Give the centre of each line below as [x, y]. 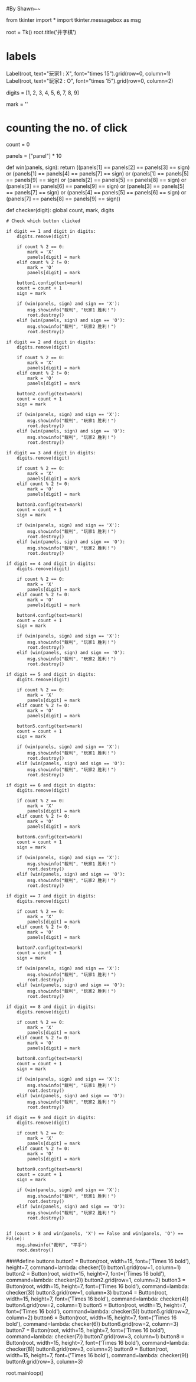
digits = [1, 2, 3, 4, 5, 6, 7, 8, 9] [43, 92]
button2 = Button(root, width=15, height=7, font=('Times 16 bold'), [86, 1273]
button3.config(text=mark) [50, 505]
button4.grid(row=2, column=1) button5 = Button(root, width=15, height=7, [96, 1305]
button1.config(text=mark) [50, 283]
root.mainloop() [25, 1373]
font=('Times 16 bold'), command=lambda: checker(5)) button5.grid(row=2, [98, 1311]
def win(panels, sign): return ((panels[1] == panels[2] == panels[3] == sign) [98, 167]
